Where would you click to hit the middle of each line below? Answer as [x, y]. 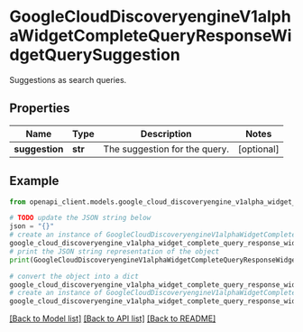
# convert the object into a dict [74, 276]
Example [34, 181]
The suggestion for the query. [166, 149]
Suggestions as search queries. [68, 79]
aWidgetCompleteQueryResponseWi [151, 36]
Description [166, 134]
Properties [40, 109]
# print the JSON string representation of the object [115, 251]
